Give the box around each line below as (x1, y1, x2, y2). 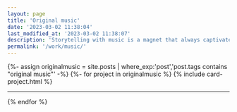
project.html (7, 77, 42, 85)
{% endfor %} (7, 98, 48, 106)
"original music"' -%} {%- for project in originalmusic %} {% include (7, 70, 206, 78)
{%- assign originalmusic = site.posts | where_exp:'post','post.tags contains (7, 63, 228, 70)
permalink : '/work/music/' (7, 43, 87, 50)
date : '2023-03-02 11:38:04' (7, 23, 93, 30)
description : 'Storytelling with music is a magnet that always (7, 37, 200, 44)
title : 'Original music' (7, 17, 80, 24)
